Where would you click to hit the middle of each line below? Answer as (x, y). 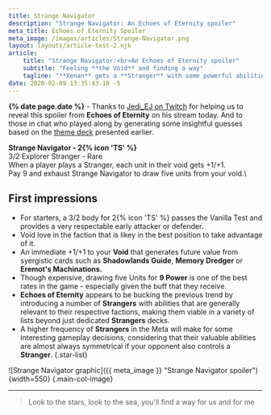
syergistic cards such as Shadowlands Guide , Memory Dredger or (131, 261)
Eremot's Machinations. (61, 269)
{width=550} (29, 379)
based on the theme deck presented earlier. (81, 132)
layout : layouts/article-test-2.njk (70, 46)
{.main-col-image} (83, 379)
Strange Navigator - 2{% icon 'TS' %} (73, 147)
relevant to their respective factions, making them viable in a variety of (137, 312)
